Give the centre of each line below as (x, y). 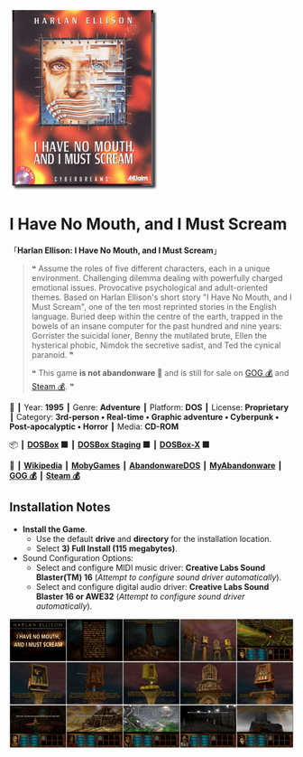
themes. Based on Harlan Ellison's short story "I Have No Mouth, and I (161, 297)
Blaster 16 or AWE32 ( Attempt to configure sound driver (140, 596)
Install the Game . (55, 529)
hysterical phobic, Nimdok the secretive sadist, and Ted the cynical (156, 345)
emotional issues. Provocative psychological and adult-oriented (149, 287)
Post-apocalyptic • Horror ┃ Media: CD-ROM (94, 426)
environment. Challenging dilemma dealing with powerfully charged (157, 277)
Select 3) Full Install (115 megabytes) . (106, 548)
